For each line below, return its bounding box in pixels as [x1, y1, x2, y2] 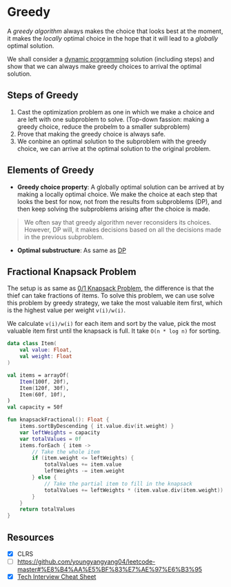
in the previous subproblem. [23, 232, 104, 241]
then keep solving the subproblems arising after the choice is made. [17, 205, 210, 213]
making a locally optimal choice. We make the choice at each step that [17, 190, 218, 198]
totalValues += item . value [43, 461, 122, 468]
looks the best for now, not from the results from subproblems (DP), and [17, 197, 222, 205]
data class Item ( [7, 340, 57, 347]
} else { [32, 474, 57, 481]
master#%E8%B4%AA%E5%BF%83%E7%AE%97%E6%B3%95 [17, 566, 202, 574]
